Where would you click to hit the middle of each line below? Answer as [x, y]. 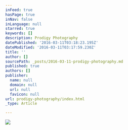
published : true [22, 66]
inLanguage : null [24, 24]
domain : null [24, 85]
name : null [21, 80]
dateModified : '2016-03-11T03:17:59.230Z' [51, 47]
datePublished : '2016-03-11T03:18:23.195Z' [52, 43]
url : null [20, 89]
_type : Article [21, 104]
